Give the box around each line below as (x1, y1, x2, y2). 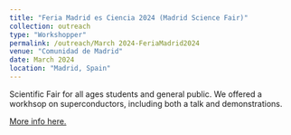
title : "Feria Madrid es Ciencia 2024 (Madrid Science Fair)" (9, 13, 249, 23)
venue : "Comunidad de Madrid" (9, 47, 124, 56)
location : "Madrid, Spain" (9, 64, 111, 73)
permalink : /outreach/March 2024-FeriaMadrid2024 (9, 38, 201, 48)
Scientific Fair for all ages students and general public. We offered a (9, 88, 262, 100)
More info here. (9, 115, 67, 127)
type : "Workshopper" (9, 30, 88, 39)
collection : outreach (9, 22, 91, 31)
